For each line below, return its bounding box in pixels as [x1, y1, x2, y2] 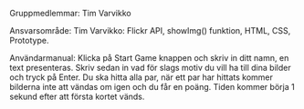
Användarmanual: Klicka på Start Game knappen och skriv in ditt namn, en [9, 53, 289, 63]
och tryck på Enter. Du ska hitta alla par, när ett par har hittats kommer [9, 72, 274, 83]
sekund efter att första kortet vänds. [9, 91, 145, 102]
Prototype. [9, 35, 49, 45]
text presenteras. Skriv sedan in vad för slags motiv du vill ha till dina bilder [9, 63, 291, 73]
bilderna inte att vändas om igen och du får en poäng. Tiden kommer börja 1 [9, 82, 295, 92]
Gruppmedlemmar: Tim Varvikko [9, 8, 131, 18]
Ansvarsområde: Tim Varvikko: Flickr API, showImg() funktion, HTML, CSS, [9, 25, 291, 35]
